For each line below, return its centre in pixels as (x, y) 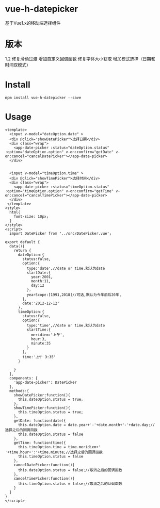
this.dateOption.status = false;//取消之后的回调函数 (70, 470)
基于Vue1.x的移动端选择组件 (33, 23)
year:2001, (42, 277)
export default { (23, 242)
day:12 (38, 285)
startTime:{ (39, 329)
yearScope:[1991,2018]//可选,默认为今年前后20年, (74, 295)
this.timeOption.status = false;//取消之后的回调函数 (70, 484)
